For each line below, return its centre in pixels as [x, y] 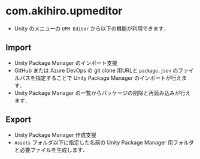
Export [18, 120]
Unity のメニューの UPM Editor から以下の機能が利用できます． [91, 28]
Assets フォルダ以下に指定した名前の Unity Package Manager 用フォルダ [104, 142]
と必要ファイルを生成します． [51, 150]
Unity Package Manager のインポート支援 [66, 63]
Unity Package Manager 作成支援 [55, 135]
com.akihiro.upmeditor [64, 11]
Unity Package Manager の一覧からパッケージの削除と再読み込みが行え [102, 93]
